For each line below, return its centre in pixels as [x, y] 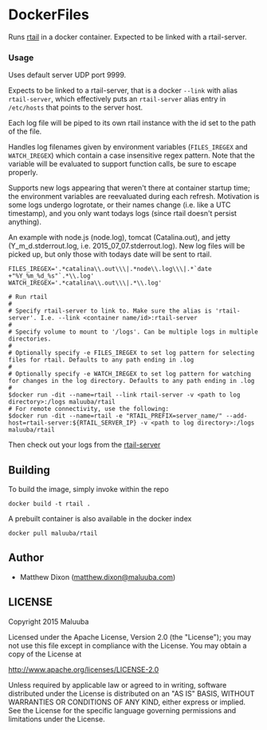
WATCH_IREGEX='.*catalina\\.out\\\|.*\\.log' [85, 283]
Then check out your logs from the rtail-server [84, 445]
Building [29, 470]
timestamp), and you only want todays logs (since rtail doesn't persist [123, 213]
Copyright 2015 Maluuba [49, 621]
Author [26, 558]
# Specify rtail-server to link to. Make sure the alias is [110, 311]
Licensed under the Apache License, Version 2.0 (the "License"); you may [130, 636]
